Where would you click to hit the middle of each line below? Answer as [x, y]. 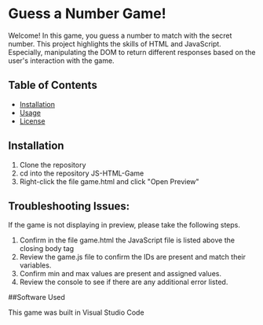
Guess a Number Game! [87, 14]
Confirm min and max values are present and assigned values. [121, 274]
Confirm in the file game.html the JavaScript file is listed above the [127, 240]
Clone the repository [53, 164]
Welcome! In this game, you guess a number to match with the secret [120, 35]
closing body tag [47, 249]
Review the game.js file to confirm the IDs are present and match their [132, 257]
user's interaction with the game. [62, 61]
